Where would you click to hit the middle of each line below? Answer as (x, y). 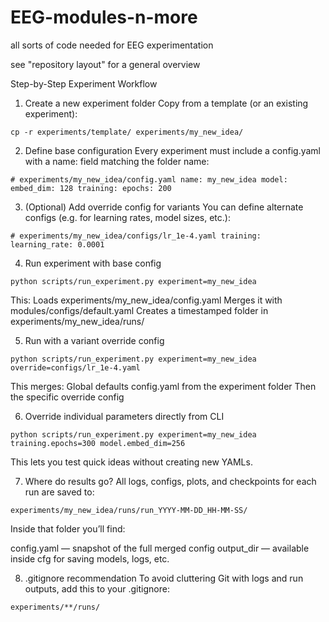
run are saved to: (59, 492)
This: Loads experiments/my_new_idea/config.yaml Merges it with (146, 300)
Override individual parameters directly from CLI (124, 416)
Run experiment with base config (93, 263)
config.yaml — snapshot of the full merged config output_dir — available (160, 548)
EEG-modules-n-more (104, 17)
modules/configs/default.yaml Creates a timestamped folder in (139, 310)
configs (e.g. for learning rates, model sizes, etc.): (127, 217)
